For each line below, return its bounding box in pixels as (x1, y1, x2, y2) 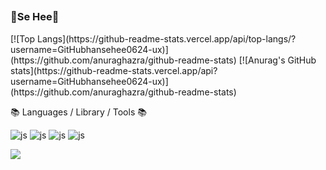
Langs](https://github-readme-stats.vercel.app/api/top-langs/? (37, 32, 297, 45)
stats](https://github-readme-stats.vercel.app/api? (10, 64, 218, 76)
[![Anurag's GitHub (238, 54, 317, 66)
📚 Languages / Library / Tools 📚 (10, 106, 147, 118)
